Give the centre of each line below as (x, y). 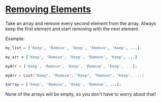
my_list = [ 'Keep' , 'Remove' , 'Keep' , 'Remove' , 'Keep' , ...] (72, 48)
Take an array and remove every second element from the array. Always (81, 23)
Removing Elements (48, 9)
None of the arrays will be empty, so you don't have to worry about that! (81, 94)
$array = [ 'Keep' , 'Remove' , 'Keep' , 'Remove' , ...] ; (63, 85)
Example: (15, 39)
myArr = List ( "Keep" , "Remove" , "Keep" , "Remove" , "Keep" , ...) (75, 75)
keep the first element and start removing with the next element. (72, 28)
